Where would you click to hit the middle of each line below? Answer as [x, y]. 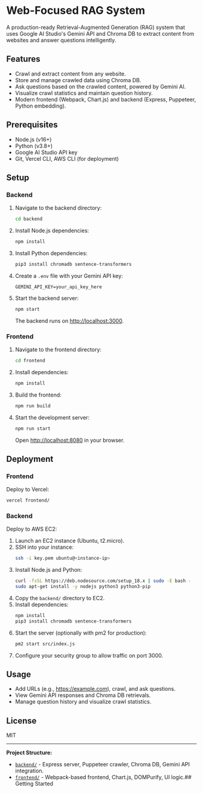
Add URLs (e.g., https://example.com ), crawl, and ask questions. [95, 689]
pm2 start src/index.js [45, 644]
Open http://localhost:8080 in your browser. [70, 440]
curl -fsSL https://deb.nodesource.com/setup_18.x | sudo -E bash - [103, 581]
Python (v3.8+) [34, 146]
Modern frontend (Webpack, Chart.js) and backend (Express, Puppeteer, [105, 99]
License [21, 721]
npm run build [33, 406]
